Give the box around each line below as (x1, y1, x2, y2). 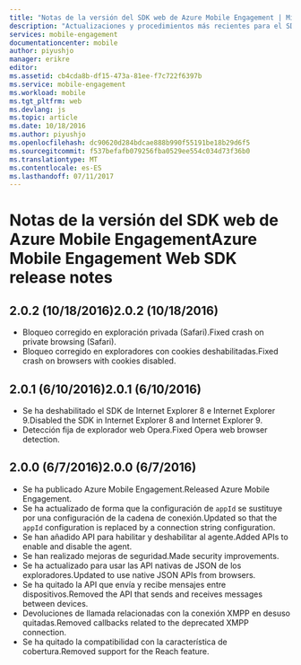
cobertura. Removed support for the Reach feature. (21, 645, 210, 656)
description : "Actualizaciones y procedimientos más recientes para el (9, 22, 282, 31)
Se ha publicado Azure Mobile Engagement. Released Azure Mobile (21, 484, 271, 494)
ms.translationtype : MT (9, 154, 99, 164)
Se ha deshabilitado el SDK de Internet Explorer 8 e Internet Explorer (21, 406, 276, 416)
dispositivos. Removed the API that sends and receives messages (21, 589, 262, 599)
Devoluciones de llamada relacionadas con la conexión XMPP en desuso (21, 608, 291, 618)
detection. (21, 434, 60, 445)
